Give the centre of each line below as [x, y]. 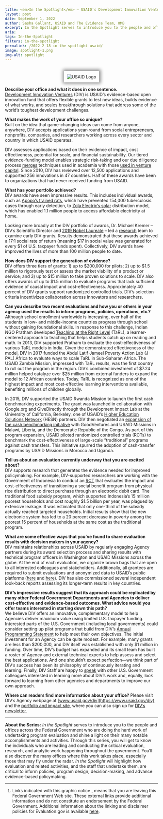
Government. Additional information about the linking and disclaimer [80, 806]
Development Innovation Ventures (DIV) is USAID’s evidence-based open [78, 95]
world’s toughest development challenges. [47, 110]
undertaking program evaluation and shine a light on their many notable [76, 735]
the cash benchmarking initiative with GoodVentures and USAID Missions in [81, 425]
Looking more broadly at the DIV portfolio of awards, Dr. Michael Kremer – [79, 226]
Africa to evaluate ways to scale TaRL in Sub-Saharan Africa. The [81, 358]
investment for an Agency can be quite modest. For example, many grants [79, 639]
